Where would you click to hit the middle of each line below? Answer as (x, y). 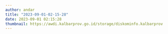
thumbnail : (17, 24)
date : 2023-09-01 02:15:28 (33, 19)
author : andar (20, 10)
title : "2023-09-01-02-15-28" (37, 14)
